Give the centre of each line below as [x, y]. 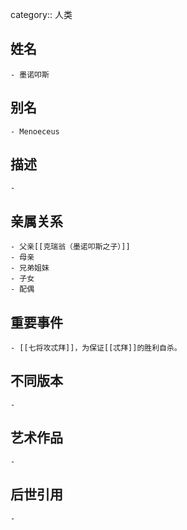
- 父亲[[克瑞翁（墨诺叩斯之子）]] [70, 247]
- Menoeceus [35, 131]
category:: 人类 [41, 14]
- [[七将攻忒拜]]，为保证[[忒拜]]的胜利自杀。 [96, 348]
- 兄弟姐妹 [30, 268]
